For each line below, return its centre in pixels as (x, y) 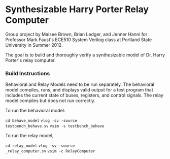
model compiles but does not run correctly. (50, 101)
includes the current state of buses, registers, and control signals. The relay (84, 96)
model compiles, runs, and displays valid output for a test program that (79, 90)
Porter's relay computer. (30, 60)
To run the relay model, (29, 136)
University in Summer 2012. (34, 45)
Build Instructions (28, 73)
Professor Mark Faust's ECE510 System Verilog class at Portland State (79, 40)
